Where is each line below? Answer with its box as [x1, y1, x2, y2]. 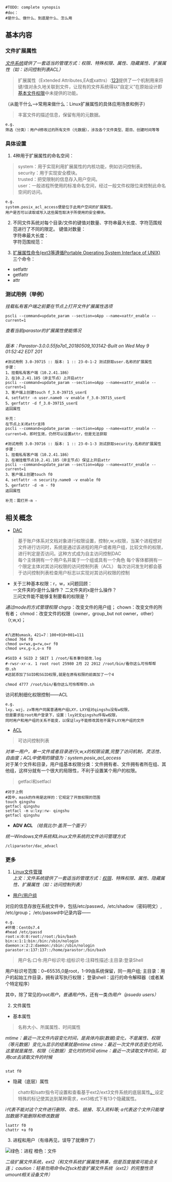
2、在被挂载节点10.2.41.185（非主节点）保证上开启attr [5, 457, 111, 463]
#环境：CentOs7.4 [5, 925, 40, 930]
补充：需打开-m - [5, 498, 37, 503]
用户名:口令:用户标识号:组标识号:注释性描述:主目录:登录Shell [17, 957, 144, 963]
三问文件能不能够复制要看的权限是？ [12, 593, 89, 599]
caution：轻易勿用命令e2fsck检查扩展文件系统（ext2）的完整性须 [15, 1165, 153, 1171]
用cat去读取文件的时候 [5, 1054, 53, 1060]
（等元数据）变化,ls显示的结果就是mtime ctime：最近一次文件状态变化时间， [5, 1042, 166, 1048]
